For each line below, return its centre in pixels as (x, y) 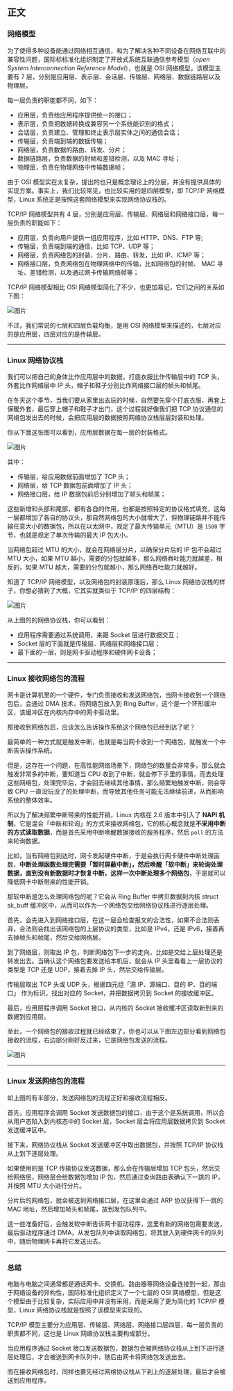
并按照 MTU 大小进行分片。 (46, 1185)
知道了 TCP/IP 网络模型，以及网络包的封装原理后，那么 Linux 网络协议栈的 (113, 581)
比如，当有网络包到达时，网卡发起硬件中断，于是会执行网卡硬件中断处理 (110, 856)
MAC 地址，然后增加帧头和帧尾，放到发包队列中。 (79, 1209)
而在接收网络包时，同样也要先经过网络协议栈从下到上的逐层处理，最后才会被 (116, 1372)
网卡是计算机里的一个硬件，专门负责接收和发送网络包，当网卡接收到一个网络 (116, 695)
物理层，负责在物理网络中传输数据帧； (72, 167)
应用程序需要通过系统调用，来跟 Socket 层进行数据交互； (99, 634)
